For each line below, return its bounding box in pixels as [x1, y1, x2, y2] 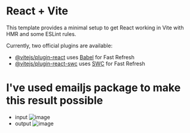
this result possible [6, 94, 103, 107]
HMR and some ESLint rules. [6, 30, 76, 37]
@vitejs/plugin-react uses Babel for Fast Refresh [14, 53, 135, 61]
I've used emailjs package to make [6, 81, 181, 95]
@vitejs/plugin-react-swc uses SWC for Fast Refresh [14, 60, 145, 67]
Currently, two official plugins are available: [6, 42, 113, 49]
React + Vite [6, 4, 69, 18]
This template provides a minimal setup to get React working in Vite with [6, 24, 184, 31]
